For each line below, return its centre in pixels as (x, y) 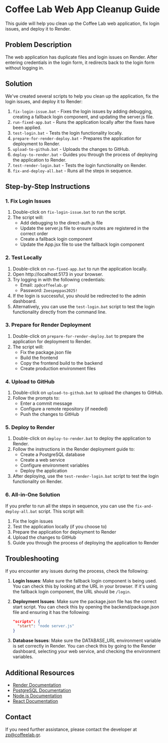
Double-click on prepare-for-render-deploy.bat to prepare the (78, 336)
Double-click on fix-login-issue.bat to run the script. (69, 212)
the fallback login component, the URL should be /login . (72, 591)
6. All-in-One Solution (33, 495)
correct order (34, 234)
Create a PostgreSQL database (53, 455)
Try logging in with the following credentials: (59, 279)
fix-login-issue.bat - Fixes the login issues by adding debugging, (82, 111)
